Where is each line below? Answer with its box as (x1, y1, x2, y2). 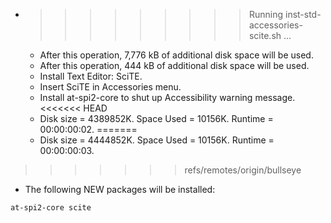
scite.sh (248, 30, 282, 41)
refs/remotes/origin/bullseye (184, 164, 302, 176)
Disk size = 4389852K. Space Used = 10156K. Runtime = (39, 113, 274, 124)
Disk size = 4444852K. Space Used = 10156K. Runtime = (39, 134, 275, 146)
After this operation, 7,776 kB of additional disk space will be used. (39, 49, 314, 61)
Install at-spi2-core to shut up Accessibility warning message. (39, 92, 296, 103)
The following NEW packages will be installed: (24, 184, 216, 195)
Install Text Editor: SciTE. (39, 70, 143, 82)
